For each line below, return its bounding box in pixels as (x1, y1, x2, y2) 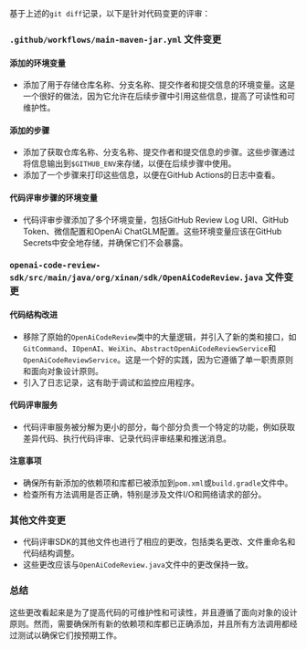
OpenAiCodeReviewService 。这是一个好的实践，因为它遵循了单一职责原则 (22, 354, 294, 365)
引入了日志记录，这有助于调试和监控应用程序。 (22, 377, 199, 388)
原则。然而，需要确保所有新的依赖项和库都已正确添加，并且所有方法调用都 (9, 618, 290, 629)
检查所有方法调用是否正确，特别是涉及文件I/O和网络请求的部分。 (22, 489, 267, 500)
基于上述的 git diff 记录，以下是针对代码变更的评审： (9, 8, 211, 18)
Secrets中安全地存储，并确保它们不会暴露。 (22, 236, 188, 248)
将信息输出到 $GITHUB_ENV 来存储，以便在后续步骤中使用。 (22, 158, 237, 169)
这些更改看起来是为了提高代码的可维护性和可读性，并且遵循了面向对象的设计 (9, 606, 298, 618)
